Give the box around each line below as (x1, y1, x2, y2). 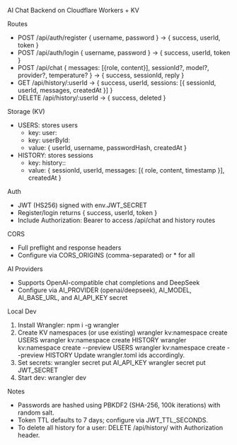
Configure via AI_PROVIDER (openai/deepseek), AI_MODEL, (17, 286, 192, 294)
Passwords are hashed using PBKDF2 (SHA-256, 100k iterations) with (17, 401, 221, 409)
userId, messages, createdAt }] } (17, 86, 113, 94)
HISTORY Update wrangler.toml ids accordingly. (45, 351, 185, 359)
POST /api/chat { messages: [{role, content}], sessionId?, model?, (17, 64, 209, 71)
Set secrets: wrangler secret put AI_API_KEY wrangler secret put (17, 359, 207, 366)
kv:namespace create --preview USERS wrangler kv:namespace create (17, 343, 226, 352)
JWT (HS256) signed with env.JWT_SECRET (17, 201, 147, 209)
